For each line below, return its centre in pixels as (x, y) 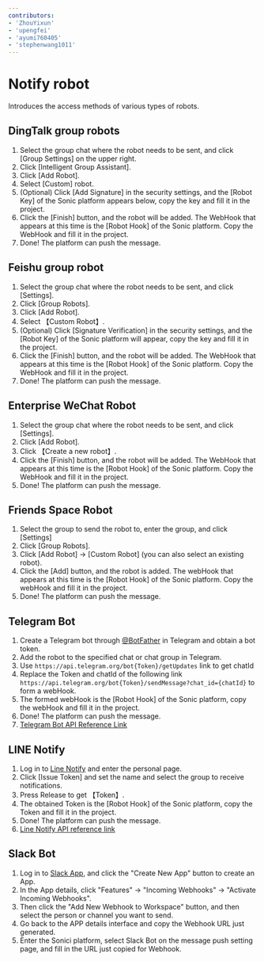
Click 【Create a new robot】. (68, 451)
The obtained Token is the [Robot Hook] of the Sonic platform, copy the (136, 803)
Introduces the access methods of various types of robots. (104, 106)
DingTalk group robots (64, 131)
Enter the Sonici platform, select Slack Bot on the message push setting (136, 940)
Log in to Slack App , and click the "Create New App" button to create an (137, 873)
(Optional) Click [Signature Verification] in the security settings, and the (136, 330)
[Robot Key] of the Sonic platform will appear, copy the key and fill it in (134, 338)
